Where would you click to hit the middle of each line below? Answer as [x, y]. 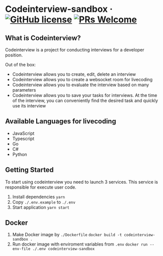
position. [14, 55]
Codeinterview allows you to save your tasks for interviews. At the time [85, 95]
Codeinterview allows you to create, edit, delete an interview [74, 74]
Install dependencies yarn [39, 197]
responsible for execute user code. [41, 187]
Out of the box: [21, 65]
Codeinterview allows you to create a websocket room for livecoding [82, 79]
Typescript [23, 138]
